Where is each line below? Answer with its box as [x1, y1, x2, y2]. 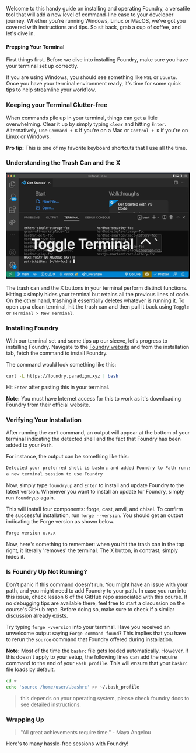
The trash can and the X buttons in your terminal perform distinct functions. [6, 284, 188, 292]
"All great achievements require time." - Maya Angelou [20, 729, 151, 736]
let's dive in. [6, 30, 36, 37]
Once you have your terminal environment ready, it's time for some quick [6, 80, 181, 87]
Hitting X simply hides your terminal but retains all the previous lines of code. [6, 290, 190, 297]
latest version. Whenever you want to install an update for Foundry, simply [6, 488, 185, 495]
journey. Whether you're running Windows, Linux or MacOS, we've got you [6, 18, 186, 24]
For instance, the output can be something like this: [6, 453, 129, 460]
